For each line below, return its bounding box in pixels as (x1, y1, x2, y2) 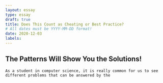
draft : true (5, 17, 31, 22)
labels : (5, 36, 22, 41)
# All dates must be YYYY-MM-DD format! (5, 26, 93, 32)
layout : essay (5, 7, 36, 13)
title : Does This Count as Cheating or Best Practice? (5, 21, 124, 27)
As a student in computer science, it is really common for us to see (5, 68, 158, 73)
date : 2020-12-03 (5, 31, 42, 36)
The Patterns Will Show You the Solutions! (5, 54, 142, 64)
